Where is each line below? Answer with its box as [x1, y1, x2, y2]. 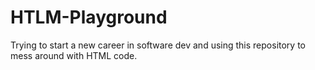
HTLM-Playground [10, 6, 168, 29]
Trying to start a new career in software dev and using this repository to [10, 39, 306, 51]
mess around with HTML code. [10, 49, 138, 61]
